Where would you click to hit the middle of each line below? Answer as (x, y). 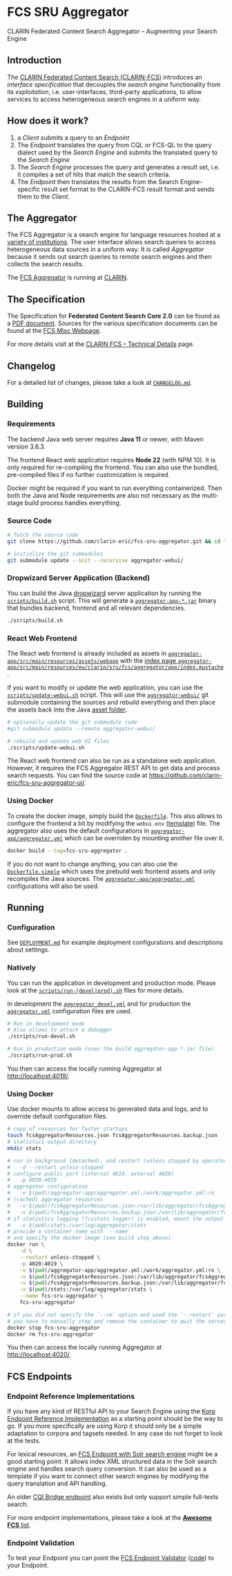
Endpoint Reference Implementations (71, 1396)
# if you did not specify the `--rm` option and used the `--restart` (111, 1315)
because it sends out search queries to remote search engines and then (109, 257)
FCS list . (19, 1525)
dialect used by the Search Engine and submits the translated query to (117, 152)
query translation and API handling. (57, 1484)
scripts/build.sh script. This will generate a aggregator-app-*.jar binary (112, 600)
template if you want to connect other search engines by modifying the (108, 1476)
